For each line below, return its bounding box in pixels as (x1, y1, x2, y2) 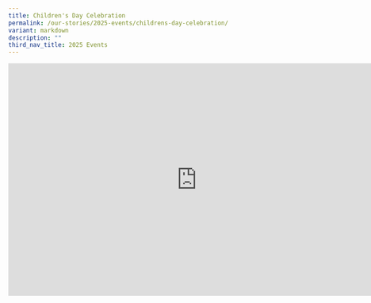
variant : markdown (8, 26, 69, 34)
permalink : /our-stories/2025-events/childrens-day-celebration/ (8, 19, 228, 27)
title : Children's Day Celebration (8, 11, 126, 20)
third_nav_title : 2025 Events (8, 41, 109, 49)
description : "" (8, 33, 62, 42)
